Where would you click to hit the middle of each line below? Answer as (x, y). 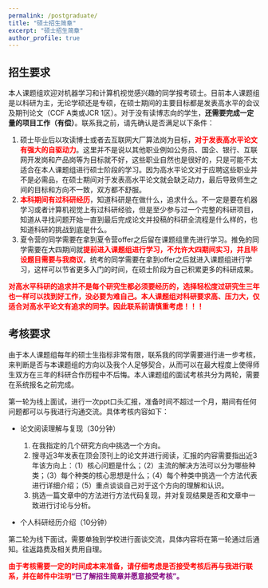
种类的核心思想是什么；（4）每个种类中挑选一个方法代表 (166, 475)
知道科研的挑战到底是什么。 (65, 230)
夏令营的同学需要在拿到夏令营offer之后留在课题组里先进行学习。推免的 (136, 239)
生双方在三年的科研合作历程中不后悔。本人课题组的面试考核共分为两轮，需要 (134, 374)
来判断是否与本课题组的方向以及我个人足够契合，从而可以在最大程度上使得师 (134, 365)
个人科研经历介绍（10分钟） (65, 522)
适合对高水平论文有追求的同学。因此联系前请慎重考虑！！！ (106, 306)
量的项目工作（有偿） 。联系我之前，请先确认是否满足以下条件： (111, 123)
